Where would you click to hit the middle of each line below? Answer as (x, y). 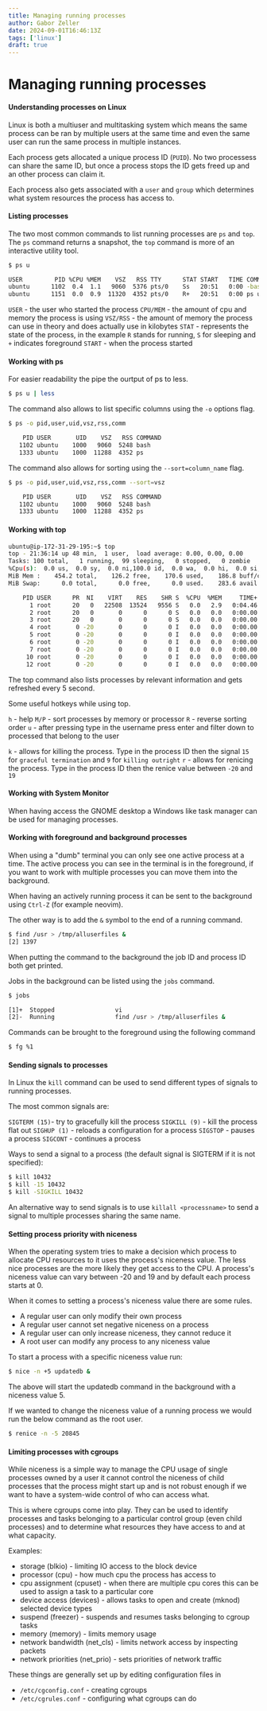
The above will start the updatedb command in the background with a (122, 1387)
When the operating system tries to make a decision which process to (122, 1252)
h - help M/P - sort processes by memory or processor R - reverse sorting (128, 719)
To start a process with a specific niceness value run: (95, 1357)
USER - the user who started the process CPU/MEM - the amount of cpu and (128, 309)
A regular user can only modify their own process (101, 1316)
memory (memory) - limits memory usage (88, 1634)
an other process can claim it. (57, 174)
